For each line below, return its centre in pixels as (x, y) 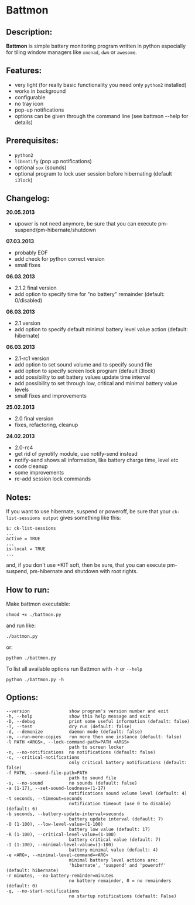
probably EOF (31, 253)
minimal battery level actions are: (114, 860)
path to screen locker (97, 747)
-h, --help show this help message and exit (78, 716)
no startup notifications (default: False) (123, 896)
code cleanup (31, 466)
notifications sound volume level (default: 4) (128, 793)
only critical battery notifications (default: (128, 762)
